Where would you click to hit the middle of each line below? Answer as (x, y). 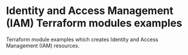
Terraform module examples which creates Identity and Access (82, 39)
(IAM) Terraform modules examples (94, 23)
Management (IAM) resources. (43, 46)
